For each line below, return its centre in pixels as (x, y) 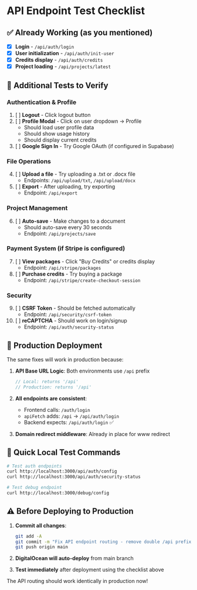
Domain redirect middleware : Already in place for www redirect (93, 434)
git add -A (28, 536)
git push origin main (41, 547)
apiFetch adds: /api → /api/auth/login (72, 416)
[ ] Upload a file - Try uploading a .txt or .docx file (75, 174)
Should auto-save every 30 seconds (68, 227)
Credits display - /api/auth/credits (59, 60)
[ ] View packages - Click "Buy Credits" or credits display (85, 261)
